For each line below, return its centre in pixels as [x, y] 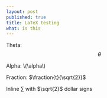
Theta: [14, 45]
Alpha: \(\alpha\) [26, 66]
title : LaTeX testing [33, 23]
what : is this [24, 28]
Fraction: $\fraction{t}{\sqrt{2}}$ [46, 77]
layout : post [22, 12]
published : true [26, 17]
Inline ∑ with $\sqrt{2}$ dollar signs [49, 89]
